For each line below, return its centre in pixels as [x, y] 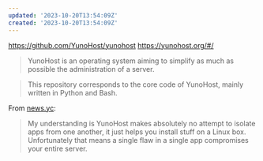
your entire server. [58, 148]
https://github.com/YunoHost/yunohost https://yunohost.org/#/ [111, 45]
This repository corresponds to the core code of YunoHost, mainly [135, 84]
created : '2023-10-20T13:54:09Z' [63, 23]
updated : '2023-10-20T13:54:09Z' [63, 15]
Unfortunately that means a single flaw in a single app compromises [138, 140]
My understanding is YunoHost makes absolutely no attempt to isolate [141, 123]
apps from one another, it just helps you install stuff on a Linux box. [137, 132]
